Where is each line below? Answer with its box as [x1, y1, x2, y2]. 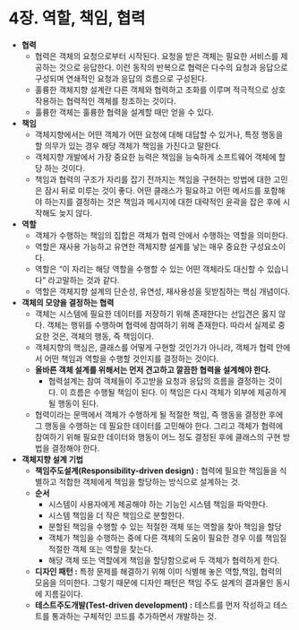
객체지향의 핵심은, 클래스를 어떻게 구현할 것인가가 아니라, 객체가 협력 [34, 341, 274, 352]
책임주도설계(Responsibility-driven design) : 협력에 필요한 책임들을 [34, 465, 278, 476]
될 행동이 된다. [47, 398, 99, 409]
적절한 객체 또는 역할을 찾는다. [47, 543, 154, 554]
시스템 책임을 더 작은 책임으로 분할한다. [47, 510, 185, 521]
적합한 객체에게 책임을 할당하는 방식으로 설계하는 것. [58, 476, 241, 487]
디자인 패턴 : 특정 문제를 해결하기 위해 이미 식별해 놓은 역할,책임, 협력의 [34, 565, 283, 576]
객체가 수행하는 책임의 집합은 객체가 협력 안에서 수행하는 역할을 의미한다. [34, 229, 288, 240]
